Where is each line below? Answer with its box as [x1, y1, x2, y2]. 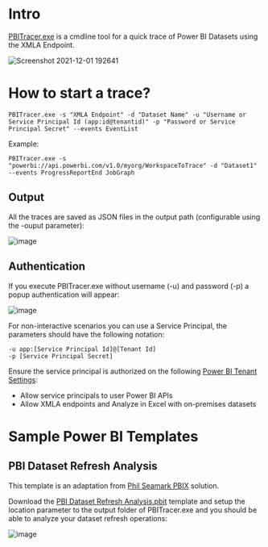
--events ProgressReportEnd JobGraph [8, 169, 135, 177]
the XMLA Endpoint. [8, 40, 75, 49]
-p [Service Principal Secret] [8, 352, 113, 360]
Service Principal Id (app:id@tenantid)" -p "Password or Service [8, 118, 236, 126]
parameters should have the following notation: [8, 329, 165, 339]
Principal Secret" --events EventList [8, 124, 138, 133]
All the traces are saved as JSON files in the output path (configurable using [8, 211, 261, 222]
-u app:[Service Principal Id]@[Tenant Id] [8, 344, 157, 353]
